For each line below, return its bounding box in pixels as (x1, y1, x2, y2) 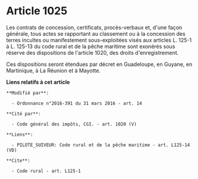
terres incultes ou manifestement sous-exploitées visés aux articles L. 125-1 (6, 36, 192, 43)
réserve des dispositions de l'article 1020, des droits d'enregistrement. (6, 49, 179, 56)
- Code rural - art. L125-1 (11, 168, 81, 174)
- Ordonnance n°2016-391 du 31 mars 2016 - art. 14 (11, 100, 143, 106)
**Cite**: (6, 158, 31, 164)
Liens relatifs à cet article (6, 78, 70, 86)
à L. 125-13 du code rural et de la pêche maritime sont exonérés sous (6, 43, 175, 50)
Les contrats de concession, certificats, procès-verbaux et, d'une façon (6, 24, 183, 31)
